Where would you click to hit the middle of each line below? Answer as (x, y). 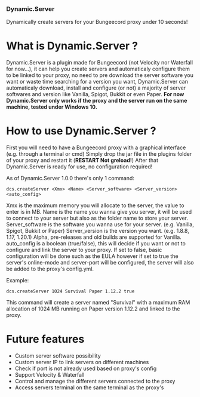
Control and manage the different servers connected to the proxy (95, 381)
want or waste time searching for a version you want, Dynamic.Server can (97, 82)
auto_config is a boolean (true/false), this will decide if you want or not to (96, 244)
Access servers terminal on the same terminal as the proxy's (89, 387)
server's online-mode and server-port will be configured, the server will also (100, 263)
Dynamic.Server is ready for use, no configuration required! (79, 167)
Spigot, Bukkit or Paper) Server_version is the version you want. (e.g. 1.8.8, (98, 231)
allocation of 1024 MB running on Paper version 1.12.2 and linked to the (93, 309)
